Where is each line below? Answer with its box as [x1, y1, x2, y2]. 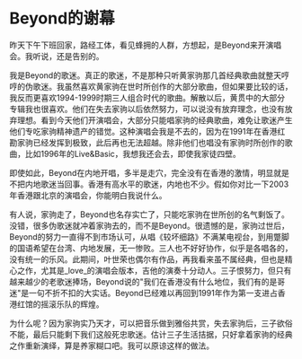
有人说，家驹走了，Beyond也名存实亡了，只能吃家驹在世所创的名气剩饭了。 [9, 208, 289, 220]
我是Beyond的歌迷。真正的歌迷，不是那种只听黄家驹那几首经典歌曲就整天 [9, 69, 281, 81]
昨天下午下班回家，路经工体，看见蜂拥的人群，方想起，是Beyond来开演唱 [9, 39, 281, 50]
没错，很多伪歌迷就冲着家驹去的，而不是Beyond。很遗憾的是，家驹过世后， [9, 220, 289, 231]
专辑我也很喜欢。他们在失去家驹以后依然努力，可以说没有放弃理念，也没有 [9, 103, 285, 114]
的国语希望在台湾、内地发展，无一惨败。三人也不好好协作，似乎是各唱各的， [9, 242, 293, 253]
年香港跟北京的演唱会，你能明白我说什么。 [9, 189, 167, 200]
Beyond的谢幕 [9, 8, 115, 29]
